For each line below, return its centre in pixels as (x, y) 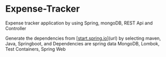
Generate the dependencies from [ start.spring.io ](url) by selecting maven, (83, 38)
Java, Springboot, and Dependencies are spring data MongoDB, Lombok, (82, 43)
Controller (16, 28)
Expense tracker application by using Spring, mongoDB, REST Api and (79, 23)
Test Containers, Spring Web (35, 49)
